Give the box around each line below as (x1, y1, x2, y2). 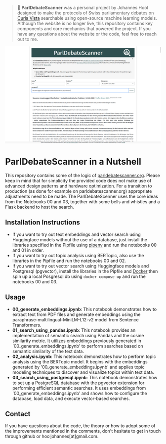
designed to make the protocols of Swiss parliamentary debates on (17, 10, 154, 16)
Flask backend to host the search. (5, 204, 74, 210)
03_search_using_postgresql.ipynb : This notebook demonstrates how (12, 374, 158, 380)
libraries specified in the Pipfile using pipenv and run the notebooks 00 (12, 242, 157, 248)
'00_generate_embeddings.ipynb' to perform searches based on (12, 343, 143, 349)
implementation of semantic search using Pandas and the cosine (12, 332, 144, 338)
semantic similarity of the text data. (12, 348, 84, 354)
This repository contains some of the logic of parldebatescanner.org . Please (5, 172, 161, 178)
